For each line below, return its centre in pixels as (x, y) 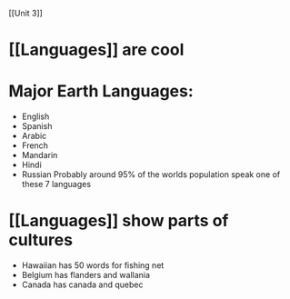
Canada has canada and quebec (82, 284)
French (35, 145)
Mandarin (40, 155)
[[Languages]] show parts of (119, 221)
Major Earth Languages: (101, 91)
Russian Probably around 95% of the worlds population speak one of (151, 174)
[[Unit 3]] (25, 13)
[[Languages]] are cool (96, 50)
